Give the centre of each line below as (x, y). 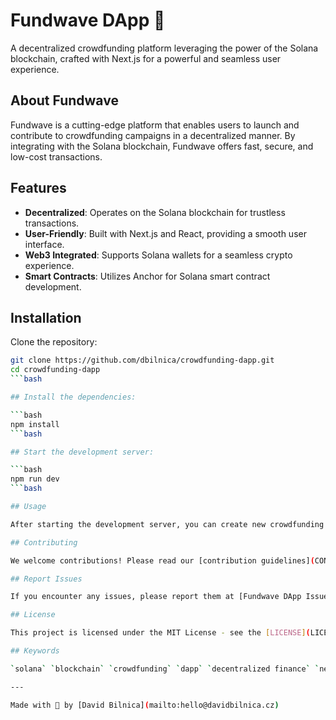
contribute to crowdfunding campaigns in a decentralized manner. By (153, 135)
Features (38, 188)
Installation (46, 317)
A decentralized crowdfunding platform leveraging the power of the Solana (164, 48)
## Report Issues (46, 579)
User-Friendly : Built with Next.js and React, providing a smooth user (165, 233)
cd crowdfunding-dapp (55, 370)
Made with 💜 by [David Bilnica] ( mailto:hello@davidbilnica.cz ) (145, 705)
